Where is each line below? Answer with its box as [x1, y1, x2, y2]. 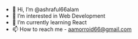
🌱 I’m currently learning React [12, 19, 87, 26]
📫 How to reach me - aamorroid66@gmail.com [12, 26, 133, 33]
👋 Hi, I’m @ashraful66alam [12, 6, 79, 13]
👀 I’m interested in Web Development [12, 12, 106, 19]
